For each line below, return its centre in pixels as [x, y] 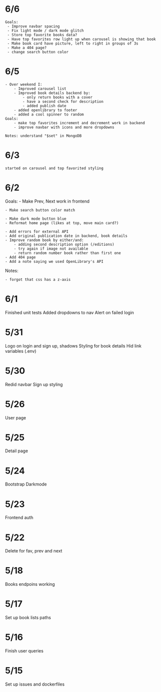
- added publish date [45, 106]
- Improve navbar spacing [33, 26]
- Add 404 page [20, 257]
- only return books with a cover [58, 97]
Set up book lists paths [28, 618]
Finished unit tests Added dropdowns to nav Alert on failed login [70, 312]
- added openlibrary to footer [46, 110]
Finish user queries [24, 651]
